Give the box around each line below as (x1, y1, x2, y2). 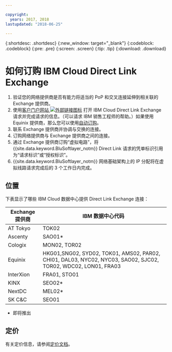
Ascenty (8, 233, 28, 240)
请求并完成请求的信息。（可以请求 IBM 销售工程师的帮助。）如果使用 (12, 114, 154, 120)
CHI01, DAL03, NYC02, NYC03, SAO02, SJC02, (42, 256, 159, 264)
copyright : (5, 12, 29, 17)
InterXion (8, 271, 30, 278)
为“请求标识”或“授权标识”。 (12, 152, 71, 158)
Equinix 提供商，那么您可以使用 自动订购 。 (12, 120, 101, 126)
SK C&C (8, 296, 27, 303)
